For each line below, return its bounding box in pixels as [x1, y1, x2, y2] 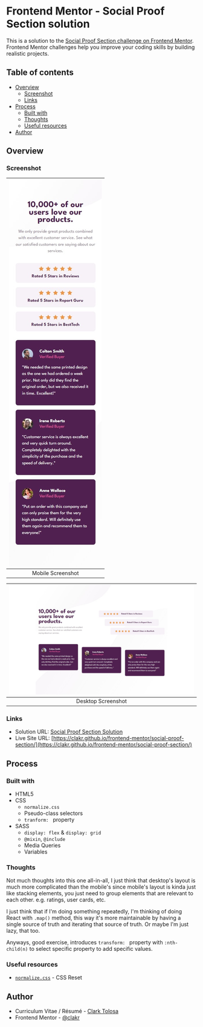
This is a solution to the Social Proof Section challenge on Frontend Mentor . [6, 37, 194, 44]
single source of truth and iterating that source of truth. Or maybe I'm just [6, 921, 189, 928]
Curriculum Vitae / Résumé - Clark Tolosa [14, 1008, 119, 1015]
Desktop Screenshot [76, 698, 127, 705]
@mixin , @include [24, 835, 65, 842]
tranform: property [24, 816, 75, 823]
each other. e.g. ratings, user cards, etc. [6, 896, 106, 904]
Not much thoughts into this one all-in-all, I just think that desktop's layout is [6, 877, 196, 884]
